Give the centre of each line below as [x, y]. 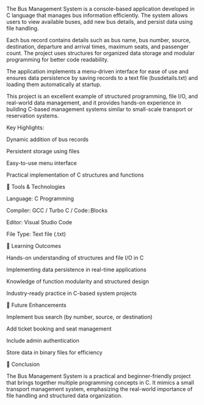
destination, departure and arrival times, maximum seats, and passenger [97, 46]
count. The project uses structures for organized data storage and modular [100, 53]
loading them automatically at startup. [54, 84]
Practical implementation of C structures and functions [75, 175]
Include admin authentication [43, 341]
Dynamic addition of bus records [47, 139]
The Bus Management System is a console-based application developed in [100, 9]
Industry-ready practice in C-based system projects [72, 293]
